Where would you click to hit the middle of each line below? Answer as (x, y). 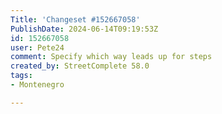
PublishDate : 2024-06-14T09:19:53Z (84, 29)
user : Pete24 (37, 47)
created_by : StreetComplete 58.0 (80, 66)
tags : (21, 76)
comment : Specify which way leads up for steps (111, 57)
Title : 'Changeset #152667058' (75, 19)
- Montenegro (37, 85)
